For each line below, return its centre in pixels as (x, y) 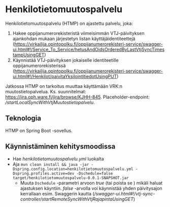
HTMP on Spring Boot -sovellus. (39, 130)
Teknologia (23, 118)
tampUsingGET (28, 55)
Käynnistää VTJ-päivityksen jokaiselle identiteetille (65, 60)
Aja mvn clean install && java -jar (51, 164)
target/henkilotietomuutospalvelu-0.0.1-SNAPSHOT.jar (71, 178)
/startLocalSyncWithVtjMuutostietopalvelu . (50, 102)
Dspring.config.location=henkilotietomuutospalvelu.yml (73, 169)
